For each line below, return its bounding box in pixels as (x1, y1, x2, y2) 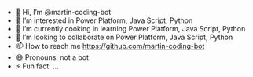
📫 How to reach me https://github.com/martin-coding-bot (15, 42, 205, 50)
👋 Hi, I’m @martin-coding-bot (15, 8, 112, 16)
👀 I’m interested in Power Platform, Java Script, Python (15, 16, 193, 25)
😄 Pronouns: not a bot (15, 53, 89, 62)
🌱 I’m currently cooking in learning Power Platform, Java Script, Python (15, 24, 246, 33)
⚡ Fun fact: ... (15, 61, 59, 71)
